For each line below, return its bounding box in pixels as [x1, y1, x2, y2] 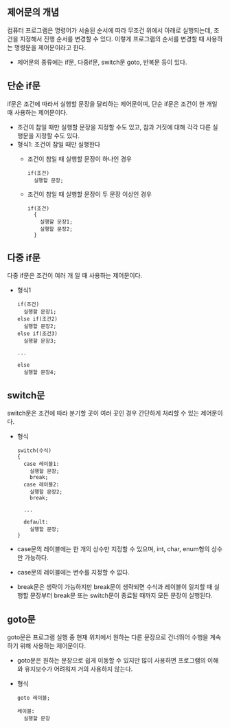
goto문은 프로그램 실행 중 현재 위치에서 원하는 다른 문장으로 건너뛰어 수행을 [7, 633, 209, 641]
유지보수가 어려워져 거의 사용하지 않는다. [24, 665, 133, 673]
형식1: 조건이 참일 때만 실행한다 [16, 140, 101, 148]
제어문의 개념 [7, 6, 60, 19]
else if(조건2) [16, 316, 58, 323]
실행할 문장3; [23, 338, 57, 345]
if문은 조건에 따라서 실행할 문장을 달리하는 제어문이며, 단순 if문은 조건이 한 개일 [7, 99, 218, 108]
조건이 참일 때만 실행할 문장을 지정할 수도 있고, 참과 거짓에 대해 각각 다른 [16, 122, 211, 131]
